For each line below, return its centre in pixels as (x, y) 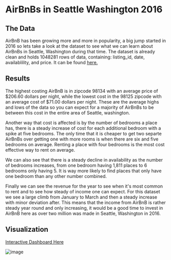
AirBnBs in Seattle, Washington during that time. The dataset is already (80, 52)
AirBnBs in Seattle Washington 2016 (84, 9)
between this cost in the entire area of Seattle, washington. (68, 113)
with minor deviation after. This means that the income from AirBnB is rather (85, 202)
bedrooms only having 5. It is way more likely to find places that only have (83, 171)
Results (18, 79)
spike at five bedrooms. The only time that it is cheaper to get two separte (83, 133)
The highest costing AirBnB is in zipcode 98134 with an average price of (82, 91)
